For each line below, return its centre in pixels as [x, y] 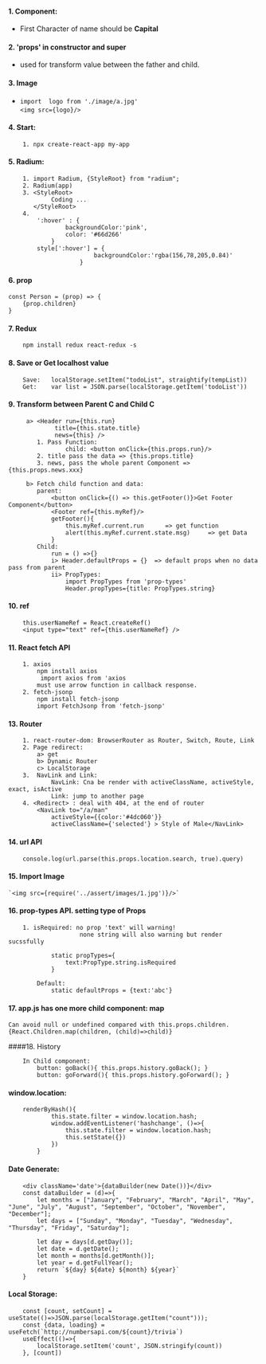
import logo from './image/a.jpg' [79, 101]
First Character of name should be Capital [89, 29]
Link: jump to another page [98, 797]
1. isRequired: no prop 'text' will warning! [100, 928]
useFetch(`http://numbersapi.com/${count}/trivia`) [96, 1332]
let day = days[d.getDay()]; [85, 1242]
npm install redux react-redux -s [80, 345]
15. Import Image [37, 876]
